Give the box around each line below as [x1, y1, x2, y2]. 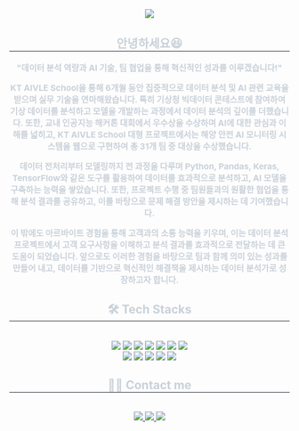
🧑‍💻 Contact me [107, 378, 192, 393]
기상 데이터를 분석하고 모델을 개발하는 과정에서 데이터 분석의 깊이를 [10, 105, 256, 117]
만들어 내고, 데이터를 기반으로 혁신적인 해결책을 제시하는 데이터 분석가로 [12, 262, 278, 274]
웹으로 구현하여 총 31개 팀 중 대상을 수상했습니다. [72, 140, 252, 152]
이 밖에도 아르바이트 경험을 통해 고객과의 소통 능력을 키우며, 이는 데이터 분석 [10, 227, 289, 239]
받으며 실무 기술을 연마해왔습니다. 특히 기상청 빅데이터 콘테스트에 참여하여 [12, 94, 287, 105]
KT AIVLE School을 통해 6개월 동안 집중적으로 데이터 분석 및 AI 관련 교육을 [10, 82, 289, 94]
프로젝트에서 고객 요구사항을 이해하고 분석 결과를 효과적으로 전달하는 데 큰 [13, 239, 286, 250]
